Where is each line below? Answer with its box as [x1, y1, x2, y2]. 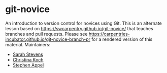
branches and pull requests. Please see [5, 31, 88, 37]
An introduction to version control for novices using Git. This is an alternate [5, 20, 162, 26]
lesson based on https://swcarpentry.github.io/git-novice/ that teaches [5, 25, 153, 31]
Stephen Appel [12, 62, 44, 68]
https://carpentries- [88, 31, 130, 37]
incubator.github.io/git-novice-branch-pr [5, 36, 90, 42]
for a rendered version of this [91, 36, 153, 42]
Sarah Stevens [12, 51, 43, 57]
